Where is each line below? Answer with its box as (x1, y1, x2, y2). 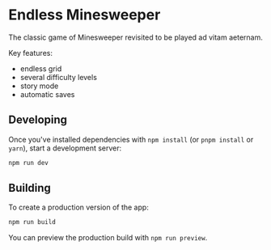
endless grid (19, 63, 62, 74)
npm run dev (8, 159, 49, 167)
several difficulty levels (19, 72, 97, 82)
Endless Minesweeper (8, 6, 161, 24)
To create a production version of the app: (8, 202, 150, 212)
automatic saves (19, 89, 75, 99)
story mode (19, 81, 59, 91)
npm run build (8, 218, 57, 227)
